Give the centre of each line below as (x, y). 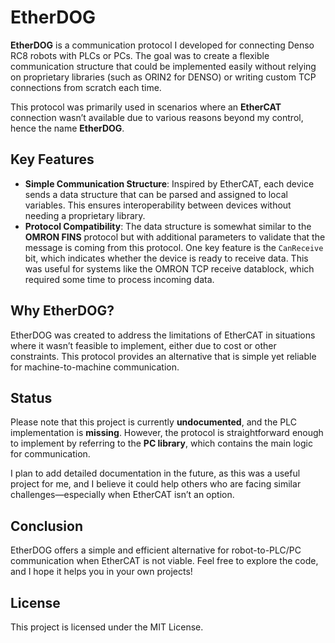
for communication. (50, 454)
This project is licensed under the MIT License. (107, 627)
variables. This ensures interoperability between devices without (158, 205)
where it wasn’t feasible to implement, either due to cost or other (143, 345)
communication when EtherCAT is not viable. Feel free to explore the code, (164, 561)
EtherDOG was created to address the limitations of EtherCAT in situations (163, 335)
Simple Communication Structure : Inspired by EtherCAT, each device (169, 183)
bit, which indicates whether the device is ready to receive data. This (166, 258)
